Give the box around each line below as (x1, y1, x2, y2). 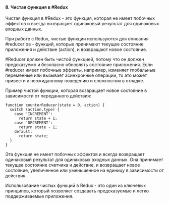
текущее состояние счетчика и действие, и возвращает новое (5, 162, 140, 168)
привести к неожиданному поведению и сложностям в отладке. (5, 78, 145, 84)
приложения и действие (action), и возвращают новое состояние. (5, 46, 147, 53)
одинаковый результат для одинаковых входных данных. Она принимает (5, 157, 163, 163)
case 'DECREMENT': (14, 120, 53, 126)
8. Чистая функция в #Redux (5, 4, 68, 10)
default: (14, 129, 33, 134)
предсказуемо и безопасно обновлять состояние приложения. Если (5, 62, 153, 68)
